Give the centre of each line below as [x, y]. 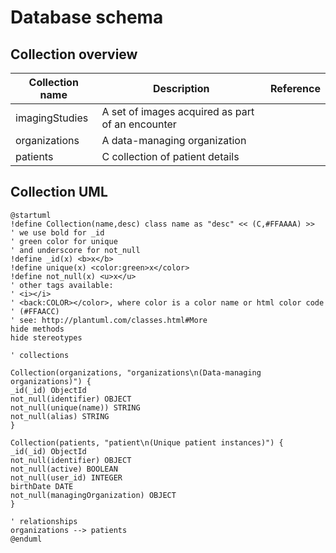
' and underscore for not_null [75, 250]
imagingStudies [52, 118]
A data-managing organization [174, 140]
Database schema [87, 17]
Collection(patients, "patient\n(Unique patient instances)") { [147, 442]
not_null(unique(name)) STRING [75, 407]
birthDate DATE [42, 486]
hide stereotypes [46, 337]
